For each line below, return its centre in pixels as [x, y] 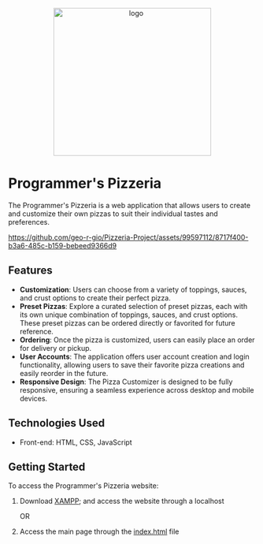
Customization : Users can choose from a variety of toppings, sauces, [133, 289]
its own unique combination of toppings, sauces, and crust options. [129, 315]
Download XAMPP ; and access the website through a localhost [122, 501]
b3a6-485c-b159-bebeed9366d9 [63, 245]
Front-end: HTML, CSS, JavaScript [76, 442]
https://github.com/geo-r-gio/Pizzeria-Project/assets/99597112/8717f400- [128, 237]
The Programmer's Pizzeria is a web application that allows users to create [129, 205]
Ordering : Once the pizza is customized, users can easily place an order [137, 340]
